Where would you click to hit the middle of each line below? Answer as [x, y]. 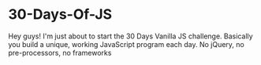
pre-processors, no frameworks [60, 52]
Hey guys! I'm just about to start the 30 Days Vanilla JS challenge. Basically [131, 36]
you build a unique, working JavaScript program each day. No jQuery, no [126, 44]
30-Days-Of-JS [60, 14]
